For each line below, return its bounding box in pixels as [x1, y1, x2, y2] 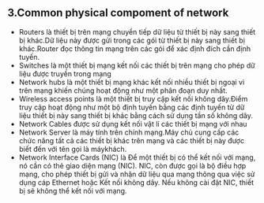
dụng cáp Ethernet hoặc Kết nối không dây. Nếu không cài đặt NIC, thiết [18, 177, 255, 187]
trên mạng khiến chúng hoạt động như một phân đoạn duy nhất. [18, 86, 228, 95]
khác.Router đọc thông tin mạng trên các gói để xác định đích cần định [18, 43, 251, 54]
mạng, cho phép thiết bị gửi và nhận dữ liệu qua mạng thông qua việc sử [18, 169, 255, 179]
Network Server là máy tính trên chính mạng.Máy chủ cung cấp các [18, 127, 239, 137]
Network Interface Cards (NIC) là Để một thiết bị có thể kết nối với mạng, [18, 153, 256, 162]
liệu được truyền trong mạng [18, 68, 111, 78]
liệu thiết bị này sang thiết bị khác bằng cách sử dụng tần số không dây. [18, 110, 254, 120]
